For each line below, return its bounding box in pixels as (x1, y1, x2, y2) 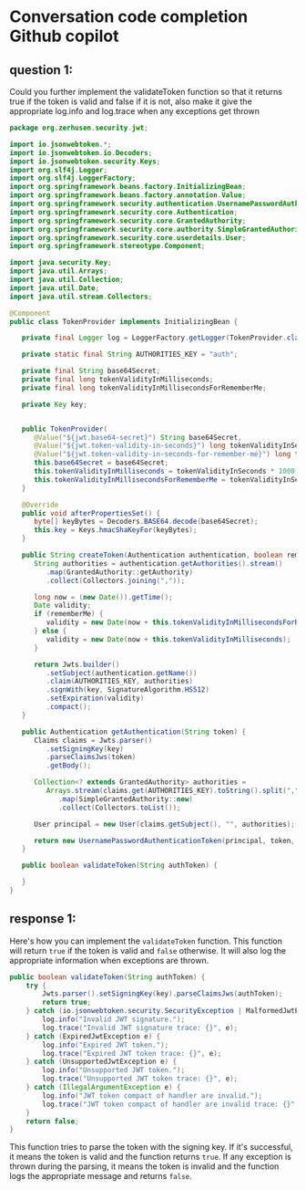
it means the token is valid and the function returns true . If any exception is (9, 1152, 291, 1163)
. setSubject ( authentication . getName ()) (46, 668, 198, 677)
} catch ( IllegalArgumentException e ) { (25, 1083, 181, 1092)
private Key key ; (21, 400, 88, 409)
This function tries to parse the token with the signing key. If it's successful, (9, 1142, 293, 1153)
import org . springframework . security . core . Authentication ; (9, 207, 239, 216)
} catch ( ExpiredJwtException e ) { (25, 1031, 161, 1041)
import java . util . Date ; (9, 283, 100, 293)
